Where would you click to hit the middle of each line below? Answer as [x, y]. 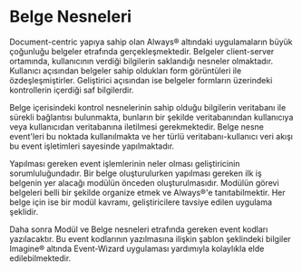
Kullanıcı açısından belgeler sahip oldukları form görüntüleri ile [126, 71]
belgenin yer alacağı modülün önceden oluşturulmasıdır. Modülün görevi [144, 182]
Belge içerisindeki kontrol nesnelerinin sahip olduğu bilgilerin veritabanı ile [148, 107]
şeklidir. [24, 211]
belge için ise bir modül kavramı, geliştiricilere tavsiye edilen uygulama [141, 202]
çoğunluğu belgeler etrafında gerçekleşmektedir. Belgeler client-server [142, 51]
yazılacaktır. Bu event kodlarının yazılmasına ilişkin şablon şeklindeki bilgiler [151, 238]
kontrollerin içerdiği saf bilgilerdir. [72, 90]
